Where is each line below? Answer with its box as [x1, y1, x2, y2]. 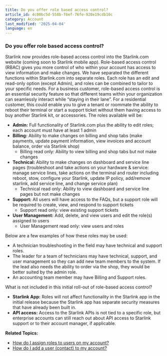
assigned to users [12, 218, 49, 224]
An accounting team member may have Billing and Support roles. [12, 274, 146, 280]
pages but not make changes [19, 191, 80, 197]
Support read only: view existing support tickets [19, 207, 119, 213]
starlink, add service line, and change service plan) [12, 181, 118, 187]
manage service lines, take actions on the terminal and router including [12, 170, 159, 176]
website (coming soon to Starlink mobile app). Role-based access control [5, 59, 156, 65]
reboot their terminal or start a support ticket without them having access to [5, 107, 161, 113]
